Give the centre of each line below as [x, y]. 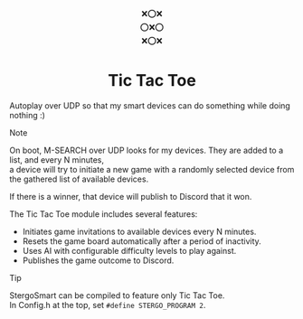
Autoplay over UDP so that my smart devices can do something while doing [150, 105]
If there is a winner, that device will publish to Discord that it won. [131, 196]
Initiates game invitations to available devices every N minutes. [139, 231]
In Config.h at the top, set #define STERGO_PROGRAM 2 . [108, 305]
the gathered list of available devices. [79, 179]
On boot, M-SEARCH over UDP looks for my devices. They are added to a [147, 150]
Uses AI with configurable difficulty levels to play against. [129, 250]
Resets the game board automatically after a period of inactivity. [142, 241]
